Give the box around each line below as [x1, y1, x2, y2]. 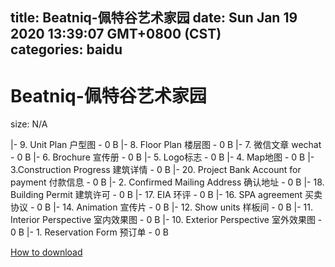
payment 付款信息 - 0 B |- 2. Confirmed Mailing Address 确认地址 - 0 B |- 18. [10, 176, 325, 188]
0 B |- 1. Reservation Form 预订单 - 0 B [10, 226, 169, 238]
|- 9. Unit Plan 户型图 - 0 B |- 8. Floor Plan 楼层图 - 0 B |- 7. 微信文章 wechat [10, 139, 322, 151]
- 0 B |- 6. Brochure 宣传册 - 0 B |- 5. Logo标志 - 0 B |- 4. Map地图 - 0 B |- [10, 151, 315, 163]
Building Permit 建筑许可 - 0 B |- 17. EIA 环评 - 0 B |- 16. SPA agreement [10, 189, 303, 201]
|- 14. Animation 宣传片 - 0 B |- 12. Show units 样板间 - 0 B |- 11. [53, 201, 314, 213]
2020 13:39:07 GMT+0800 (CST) [10, 26, 222, 43]
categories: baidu [10, 41, 123, 58]
